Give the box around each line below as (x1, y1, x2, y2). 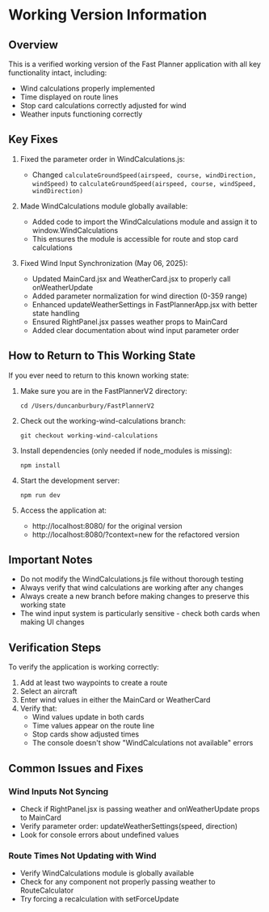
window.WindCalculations (32, 225, 119, 235)
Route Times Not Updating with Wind (8, 850, 157, 861)
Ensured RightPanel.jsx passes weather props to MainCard (32, 317, 228, 327)
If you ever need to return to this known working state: (8, 370, 190, 380)
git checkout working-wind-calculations (19, 431, 158, 440)
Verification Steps (8, 640, 102, 654)
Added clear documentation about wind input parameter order (32, 325, 240, 335)
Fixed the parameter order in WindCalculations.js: (19, 154, 186, 163)
